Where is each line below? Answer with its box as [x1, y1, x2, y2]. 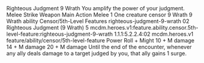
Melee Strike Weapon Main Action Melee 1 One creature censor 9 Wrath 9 [6, 11, 193, 18]
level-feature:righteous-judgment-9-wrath [6, 30, 113, 38]
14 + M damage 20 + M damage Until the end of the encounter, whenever [6, 44, 192, 50]
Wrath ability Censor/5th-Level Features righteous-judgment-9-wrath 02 [6, 18, 190, 25]
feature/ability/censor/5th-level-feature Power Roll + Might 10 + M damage [6, 37, 195, 44]
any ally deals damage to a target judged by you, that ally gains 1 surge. [6, 50, 187, 57]
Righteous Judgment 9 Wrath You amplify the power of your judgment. [6, 5, 185, 12]
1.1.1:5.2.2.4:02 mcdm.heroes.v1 [114, 30, 194, 38]
